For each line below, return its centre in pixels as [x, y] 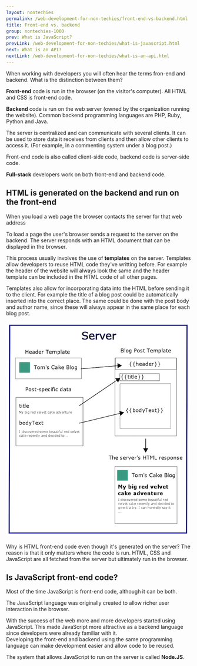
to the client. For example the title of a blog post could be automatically [92, 294]
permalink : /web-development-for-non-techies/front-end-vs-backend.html [97, 19]
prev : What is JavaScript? [39, 37]
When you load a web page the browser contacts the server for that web [94, 216]
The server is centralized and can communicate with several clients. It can [96, 133]
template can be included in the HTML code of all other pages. [82, 276]
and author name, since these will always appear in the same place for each [98, 307]
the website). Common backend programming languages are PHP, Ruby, [94, 115]
